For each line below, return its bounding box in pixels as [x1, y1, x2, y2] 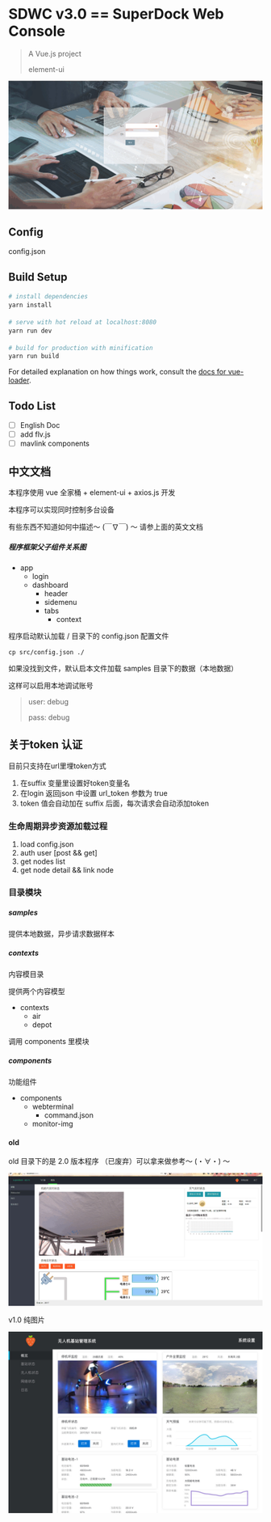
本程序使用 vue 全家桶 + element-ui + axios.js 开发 [8, 488, 176, 497]
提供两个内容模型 [8, 987, 65, 996]
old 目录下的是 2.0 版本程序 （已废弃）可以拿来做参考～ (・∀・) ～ [8, 1156, 231, 1166]
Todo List [8, 399, 56, 412]
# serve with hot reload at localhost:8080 [8, 318, 157, 326]
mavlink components [19, 438, 90, 449]
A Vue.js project [27, 49, 82, 58]
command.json [44, 1110, 94, 1120]
